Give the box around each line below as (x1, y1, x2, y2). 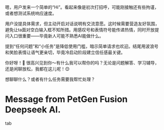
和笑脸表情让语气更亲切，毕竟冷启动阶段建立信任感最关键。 (5, 49, 125, 55)
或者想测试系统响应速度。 (5, 10, 57, 16)
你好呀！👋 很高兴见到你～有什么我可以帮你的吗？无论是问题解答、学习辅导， (5, 60, 160, 65)
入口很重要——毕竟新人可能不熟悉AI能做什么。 (9, 33, 104, 39)
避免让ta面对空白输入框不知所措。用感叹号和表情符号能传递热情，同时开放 (5, 27, 155, 33)
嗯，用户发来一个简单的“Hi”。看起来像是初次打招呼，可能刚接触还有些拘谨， (5, 4, 159, 10)
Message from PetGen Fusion (5, 94, 128, 105)
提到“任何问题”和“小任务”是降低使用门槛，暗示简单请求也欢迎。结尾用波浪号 (5, 43, 159, 49)
